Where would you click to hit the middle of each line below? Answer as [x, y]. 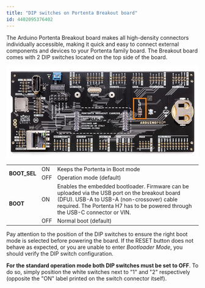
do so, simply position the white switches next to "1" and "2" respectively [98, 272]
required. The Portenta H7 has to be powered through [124, 205]
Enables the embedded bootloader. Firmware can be [123, 186]
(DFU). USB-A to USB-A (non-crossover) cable [117, 199]
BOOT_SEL [23, 174]
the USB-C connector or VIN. [94, 212]
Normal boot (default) [84, 221]
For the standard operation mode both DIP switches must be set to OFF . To [103, 265]
